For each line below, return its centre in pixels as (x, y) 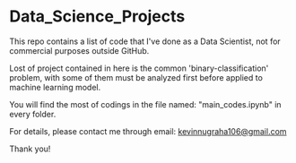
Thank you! (30, 149)
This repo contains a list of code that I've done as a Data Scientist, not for (145, 41)
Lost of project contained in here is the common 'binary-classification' (139, 68)
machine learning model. (55, 87)
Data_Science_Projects (97, 17)
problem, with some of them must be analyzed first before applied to (136, 77)
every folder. (33, 114)
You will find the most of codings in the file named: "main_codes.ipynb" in (145, 104)
